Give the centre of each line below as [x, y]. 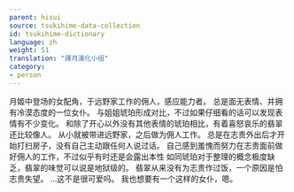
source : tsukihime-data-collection [75, 26]
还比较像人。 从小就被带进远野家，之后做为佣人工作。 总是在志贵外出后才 [143, 134]
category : [27, 67]
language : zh [33, 42]
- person [25, 75]
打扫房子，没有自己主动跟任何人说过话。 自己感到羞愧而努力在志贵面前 [146, 145]
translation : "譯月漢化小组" [59, 58]
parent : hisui [35, 17]
